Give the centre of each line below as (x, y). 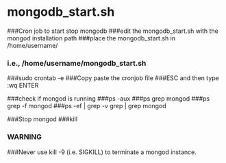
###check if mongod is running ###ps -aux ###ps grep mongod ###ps (109, 99)
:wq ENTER (23, 86)
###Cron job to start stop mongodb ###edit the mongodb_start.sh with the (113, 31)
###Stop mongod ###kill (42, 119)
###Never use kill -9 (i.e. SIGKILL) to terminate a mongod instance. (102, 152)
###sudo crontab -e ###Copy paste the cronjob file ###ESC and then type (113, 78)
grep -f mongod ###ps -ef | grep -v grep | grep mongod (87, 106)
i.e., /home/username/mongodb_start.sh (77, 63)
